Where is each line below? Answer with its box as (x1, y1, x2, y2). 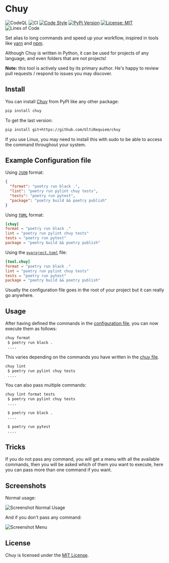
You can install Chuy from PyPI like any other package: (5, 98, 119, 104)
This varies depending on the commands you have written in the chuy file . (5, 354, 159, 360)
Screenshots (5, 481, 46, 490)
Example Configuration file (5, 156, 91, 164)
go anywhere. (5, 292, 34, 298)
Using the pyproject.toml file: (5, 249, 67, 255)
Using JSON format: (5, 169, 44, 175)
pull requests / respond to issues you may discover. (5, 70, 112, 76)
